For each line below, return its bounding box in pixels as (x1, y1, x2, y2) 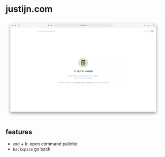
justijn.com (5, 3, 53, 15)
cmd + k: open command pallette (12, 141, 78, 147)
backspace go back (12, 146, 51, 152)
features (5, 127, 33, 136)
